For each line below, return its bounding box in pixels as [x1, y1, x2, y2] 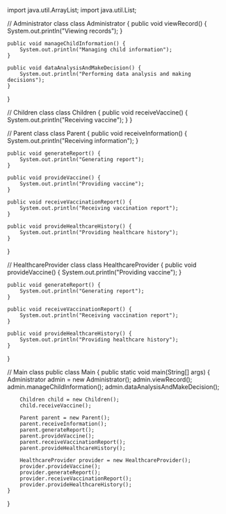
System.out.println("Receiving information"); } [7, 137, 139, 144]
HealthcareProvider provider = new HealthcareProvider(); [19, 457, 191, 464]
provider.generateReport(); [19, 469, 101, 476]
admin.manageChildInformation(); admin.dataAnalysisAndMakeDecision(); [7, 383, 220, 391]
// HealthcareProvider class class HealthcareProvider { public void [7, 260, 197, 269]
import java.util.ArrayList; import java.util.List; [7, 6, 137, 14]
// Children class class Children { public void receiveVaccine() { [7, 108, 188, 117]
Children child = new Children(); [19, 396, 120, 403]
